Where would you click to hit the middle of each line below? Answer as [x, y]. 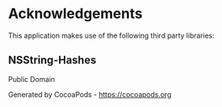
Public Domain [31, 79]
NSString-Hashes [52, 60]
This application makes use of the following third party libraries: [111, 35]
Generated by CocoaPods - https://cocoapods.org [90, 94]
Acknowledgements [76, 14]
